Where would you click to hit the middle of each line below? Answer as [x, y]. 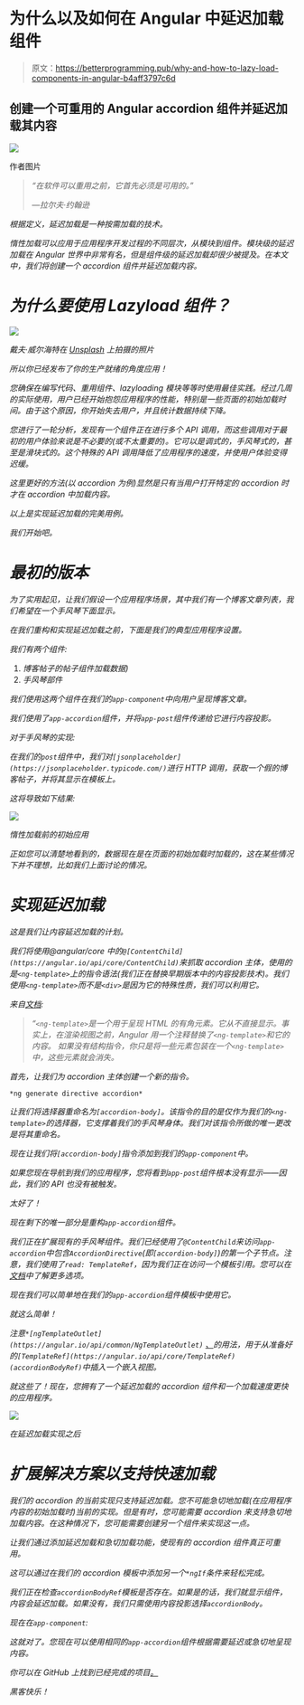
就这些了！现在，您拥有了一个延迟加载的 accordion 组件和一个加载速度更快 [149, 1386]
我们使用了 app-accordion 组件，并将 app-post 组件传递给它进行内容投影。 [143, 718]
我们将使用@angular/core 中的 [66, 951]
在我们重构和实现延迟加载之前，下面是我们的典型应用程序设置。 [128, 630]
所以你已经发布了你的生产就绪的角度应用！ [88, 368]
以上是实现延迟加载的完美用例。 [69, 513]
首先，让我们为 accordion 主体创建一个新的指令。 [101, 1076]
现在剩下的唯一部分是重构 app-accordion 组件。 [95, 1222]
